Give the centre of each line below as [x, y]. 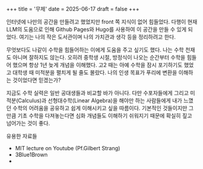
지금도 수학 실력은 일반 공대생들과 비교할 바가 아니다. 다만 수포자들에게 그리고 [98, 93]
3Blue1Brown [31, 154]
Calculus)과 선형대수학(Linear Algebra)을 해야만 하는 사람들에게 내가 [100, 101]
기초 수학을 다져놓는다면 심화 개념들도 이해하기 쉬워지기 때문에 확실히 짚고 [105, 116]
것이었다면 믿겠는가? [37, 80]
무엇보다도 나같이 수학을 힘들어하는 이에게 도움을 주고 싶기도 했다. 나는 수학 [95, 50]
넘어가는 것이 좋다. [28, 123]
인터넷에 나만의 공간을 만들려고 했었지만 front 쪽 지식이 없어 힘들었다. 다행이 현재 [102, 22]
